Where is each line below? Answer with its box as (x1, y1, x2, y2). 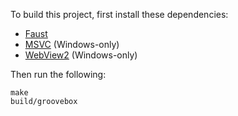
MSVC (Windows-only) (24, 39, 120, 50)
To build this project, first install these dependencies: (10, 9, 229, 20)
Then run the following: (10, 69, 107, 80)
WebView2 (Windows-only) (24, 49, 138, 61)
